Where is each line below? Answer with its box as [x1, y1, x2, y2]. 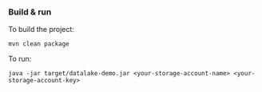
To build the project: [8, 25, 74, 34]
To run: [8, 54, 32, 64]
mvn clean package [8, 40, 69, 48]
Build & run [8, 6, 52, 18]
